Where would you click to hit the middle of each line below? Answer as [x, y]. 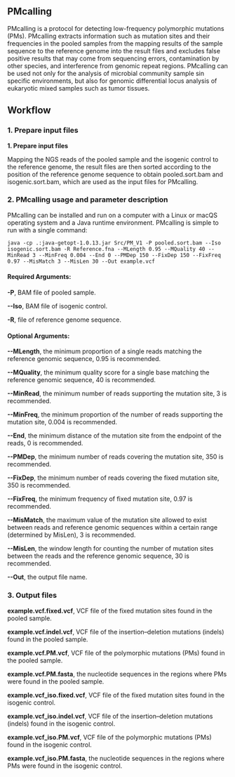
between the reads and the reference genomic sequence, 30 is [98, 556]
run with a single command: [47, 230]
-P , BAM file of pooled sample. [52, 292]
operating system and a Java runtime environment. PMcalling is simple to [113, 222]
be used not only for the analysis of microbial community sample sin [106, 73]
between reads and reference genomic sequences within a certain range [113, 528]
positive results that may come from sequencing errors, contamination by [113, 58]
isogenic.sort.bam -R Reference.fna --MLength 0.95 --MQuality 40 [106, 249]
